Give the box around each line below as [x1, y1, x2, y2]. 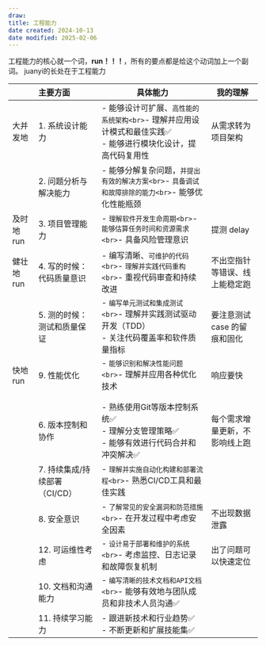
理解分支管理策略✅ [108, 426, 180, 437]
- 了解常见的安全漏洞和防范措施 [101, 501, 203, 512]
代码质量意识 [38, 273, 86, 284]
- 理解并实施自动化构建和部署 [101, 464, 196, 475]
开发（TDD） [101, 320, 150, 331]
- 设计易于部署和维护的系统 [101, 538, 190, 549]
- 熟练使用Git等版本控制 [101, 402, 192, 413]
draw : [8, 11, 26, 20]
